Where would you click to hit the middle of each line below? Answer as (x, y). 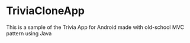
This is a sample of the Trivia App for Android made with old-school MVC (95, 27)
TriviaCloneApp (45, 11)
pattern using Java (29, 33)
